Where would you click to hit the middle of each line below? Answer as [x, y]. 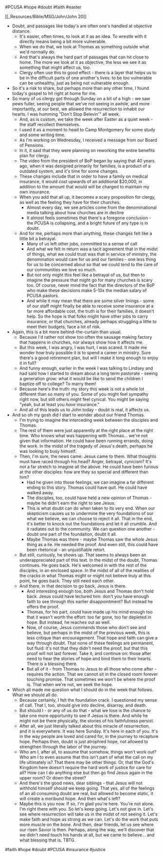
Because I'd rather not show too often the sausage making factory [86, 337]
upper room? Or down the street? [53, 778]
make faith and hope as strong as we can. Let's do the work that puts [89, 819]
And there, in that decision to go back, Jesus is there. [73, 586]
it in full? [28, 363]
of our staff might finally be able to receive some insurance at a [90, 306]
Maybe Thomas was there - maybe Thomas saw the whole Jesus [92, 539]
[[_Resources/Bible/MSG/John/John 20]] [46, 16]
